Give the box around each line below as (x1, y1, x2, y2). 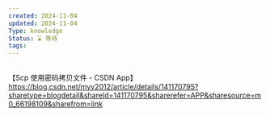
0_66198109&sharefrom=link (8, 98, 103, 109)
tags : (8, 42, 27, 50)
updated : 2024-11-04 (8, 19, 78, 27)
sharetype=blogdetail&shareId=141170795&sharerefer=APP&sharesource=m (8, 90, 261, 100)
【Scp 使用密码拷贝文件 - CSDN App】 (8, 72, 137, 82)
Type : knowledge (8, 27, 63, 35)
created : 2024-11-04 (8, 11, 78, 20)
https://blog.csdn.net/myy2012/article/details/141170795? (8, 81, 199, 91)
